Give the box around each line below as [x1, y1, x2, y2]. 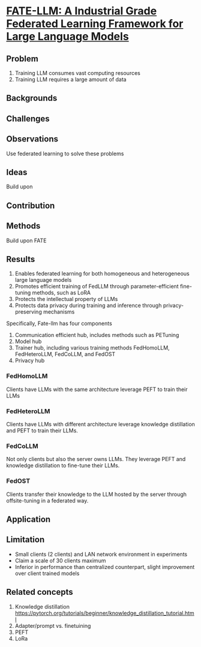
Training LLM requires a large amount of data [14, 76, 127, 83]
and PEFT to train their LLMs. [6, 427, 78, 434]
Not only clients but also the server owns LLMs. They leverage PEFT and [6, 456, 186, 463]
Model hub [14, 338, 42, 345]
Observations [6, 134, 59, 145]
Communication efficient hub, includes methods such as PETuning [14, 332, 179, 339]
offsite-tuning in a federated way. [6, 496, 89, 504]
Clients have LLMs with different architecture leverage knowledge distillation [6, 421, 195, 428]
